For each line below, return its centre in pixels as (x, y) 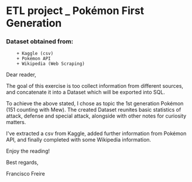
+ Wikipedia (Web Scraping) (51, 64)
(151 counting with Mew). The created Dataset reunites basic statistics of (94, 110)
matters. (16, 122)
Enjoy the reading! (28, 151)
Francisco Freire (26, 174)
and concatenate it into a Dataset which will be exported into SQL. (85, 92)
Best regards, (22, 163)
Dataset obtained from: (40, 42)
